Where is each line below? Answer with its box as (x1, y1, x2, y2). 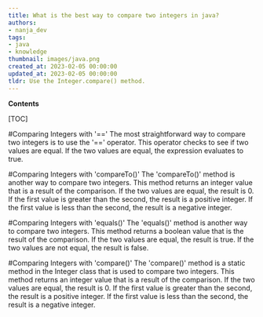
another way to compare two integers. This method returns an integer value (8, 177, 253, 187)
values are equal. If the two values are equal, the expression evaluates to (8, 146, 244, 155)
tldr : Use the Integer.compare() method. (8, 77, 146, 85)
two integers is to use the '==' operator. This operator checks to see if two (8, 137, 249, 147)
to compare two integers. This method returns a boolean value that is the (8, 226, 244, 235)
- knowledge (8, 48, 47, 56)
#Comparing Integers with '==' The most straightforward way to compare (8, 129, 246, 138)
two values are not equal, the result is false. (8, 242, 149, 252)
